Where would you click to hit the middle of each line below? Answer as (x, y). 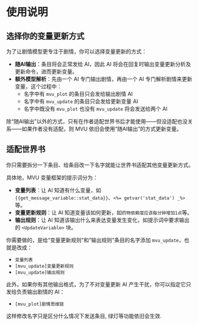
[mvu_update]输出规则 (40, 272)
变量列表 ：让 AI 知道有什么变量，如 (58, 190)
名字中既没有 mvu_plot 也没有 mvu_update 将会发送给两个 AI (95, 109)
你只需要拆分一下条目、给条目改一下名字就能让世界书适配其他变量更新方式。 (100, 165)
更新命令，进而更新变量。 (46, 71)
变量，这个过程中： (38, 86)
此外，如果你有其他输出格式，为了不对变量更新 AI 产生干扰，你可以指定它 (96, 284)
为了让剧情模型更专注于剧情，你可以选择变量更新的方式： (76, 51)
